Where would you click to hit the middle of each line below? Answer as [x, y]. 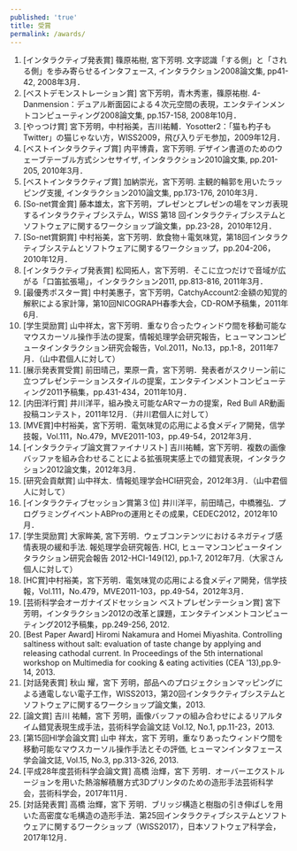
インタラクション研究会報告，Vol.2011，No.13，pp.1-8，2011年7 [162, 348]
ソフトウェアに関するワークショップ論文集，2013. [114, 705]
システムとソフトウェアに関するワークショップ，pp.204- [149, 248]
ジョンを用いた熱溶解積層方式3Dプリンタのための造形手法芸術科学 [152, 782]
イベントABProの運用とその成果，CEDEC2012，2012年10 [173, 514]
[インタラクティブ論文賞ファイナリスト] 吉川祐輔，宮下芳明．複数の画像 [154, 447]
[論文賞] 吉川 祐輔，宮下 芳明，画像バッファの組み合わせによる [137, 716]
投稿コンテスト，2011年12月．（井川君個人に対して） [118, 414]
